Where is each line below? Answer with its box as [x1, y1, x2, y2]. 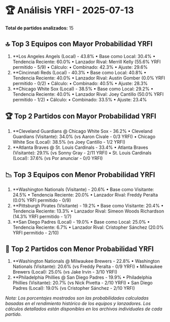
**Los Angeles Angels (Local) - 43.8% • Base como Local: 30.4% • [12, 53, 156, 59]
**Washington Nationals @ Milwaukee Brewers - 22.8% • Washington [12, 258, 160, 264]
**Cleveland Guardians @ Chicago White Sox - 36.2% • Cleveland [12, 128, 153, 134]
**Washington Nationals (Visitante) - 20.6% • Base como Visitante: [12, 186, 154, 193]
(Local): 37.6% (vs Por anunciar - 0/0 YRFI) [12, 155, 103, 161]
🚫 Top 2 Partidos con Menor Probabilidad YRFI [5, 245, 154, 253]
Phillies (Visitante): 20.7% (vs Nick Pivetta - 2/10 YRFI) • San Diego [12, 280, 153, 286]
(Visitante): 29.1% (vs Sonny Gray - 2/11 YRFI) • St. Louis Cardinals [12, 149, 152, 156]
